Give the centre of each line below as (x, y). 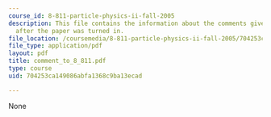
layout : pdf (28, 53)
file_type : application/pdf (56, 46)
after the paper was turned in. (70, 31)
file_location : (34, 38)
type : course (30, 69)
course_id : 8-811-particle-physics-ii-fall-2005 (92, 16)
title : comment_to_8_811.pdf (57, 61)
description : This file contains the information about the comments (128, 23)
